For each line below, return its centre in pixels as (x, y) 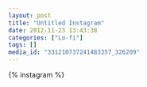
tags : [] (23, 45)
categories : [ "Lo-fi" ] (46, 38)
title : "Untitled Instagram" (56, 23)
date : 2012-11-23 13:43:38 (53, 30)
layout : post (30, 15)
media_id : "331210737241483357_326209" (74, 52)
